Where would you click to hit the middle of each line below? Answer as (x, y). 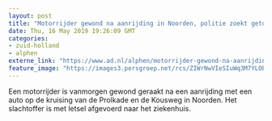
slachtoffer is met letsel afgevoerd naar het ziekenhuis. (100, 108)
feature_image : (34, 69)
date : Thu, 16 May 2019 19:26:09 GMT (72, 31)
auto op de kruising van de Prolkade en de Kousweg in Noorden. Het (123, 100)
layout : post (30, 16)
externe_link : (32, 61)
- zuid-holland (34, 46)
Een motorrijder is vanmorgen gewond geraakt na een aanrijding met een (130, 91)
